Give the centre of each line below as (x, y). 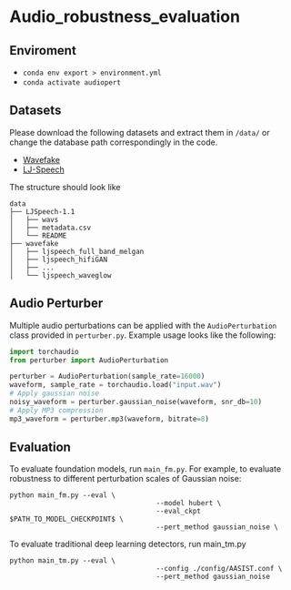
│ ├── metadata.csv (50, 228)
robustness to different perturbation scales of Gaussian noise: (125, 479)
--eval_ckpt (179, 512)
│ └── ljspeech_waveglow (60, 275)
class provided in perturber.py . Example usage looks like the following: (143, 335)
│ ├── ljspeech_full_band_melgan (77, 251)
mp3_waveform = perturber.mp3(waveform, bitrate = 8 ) (109, 419)
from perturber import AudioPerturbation (89, 360)
